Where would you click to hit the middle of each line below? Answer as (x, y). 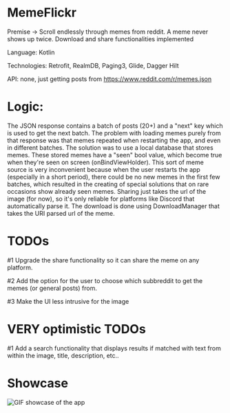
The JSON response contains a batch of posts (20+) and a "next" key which (115, 126)
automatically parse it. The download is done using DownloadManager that (114, 206)
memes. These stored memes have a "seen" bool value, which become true (115, 155)
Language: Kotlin (31, 52)
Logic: (25, 107)
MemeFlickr (42, 13)
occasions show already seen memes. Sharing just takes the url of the (107, 191)
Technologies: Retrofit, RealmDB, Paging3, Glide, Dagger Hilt (93, 65)
